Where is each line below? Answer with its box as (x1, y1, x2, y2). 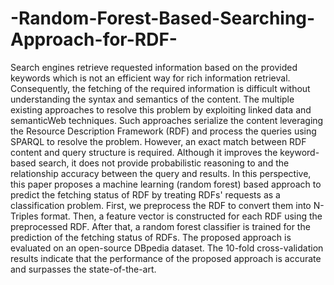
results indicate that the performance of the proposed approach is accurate (10, 252, 322, 264)
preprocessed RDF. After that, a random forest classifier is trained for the (10, 220, 311, 232)
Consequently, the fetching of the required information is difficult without (10, 82, 311, 94)
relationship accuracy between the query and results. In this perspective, (10, 167, 312, 179)
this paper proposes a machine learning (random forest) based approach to (10, 178, 322, 190)
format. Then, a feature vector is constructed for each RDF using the (40, 210, 323, 222)
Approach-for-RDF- (10, 28, 178, 51)
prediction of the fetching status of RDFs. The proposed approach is (10, 231, 292, 243)
